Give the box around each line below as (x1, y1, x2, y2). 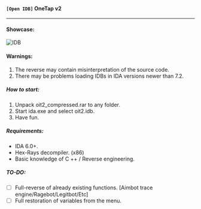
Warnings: (6, 53, 33, 60)
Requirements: (6, 127, 44, 134)
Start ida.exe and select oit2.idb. (14, 107, 95, 115)
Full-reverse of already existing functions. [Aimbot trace (14, 184, 153, 191)
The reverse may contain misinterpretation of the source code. (14, 66, 169, 73)
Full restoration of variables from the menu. (14, 197, 121, 204)
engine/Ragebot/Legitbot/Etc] (14, 190, 89, 198)
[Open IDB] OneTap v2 (6, 5, 62, 12)
